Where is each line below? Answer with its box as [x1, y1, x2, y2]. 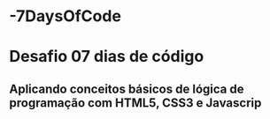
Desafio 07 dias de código [9, 47, 204, 67]
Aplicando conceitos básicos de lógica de [9, 81, 244, 96]
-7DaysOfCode [9, 6, 122, 26]
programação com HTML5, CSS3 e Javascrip [9, 95, 262, 110]
